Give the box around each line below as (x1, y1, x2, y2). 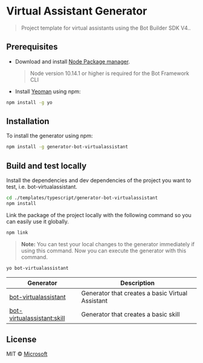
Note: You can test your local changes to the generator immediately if (21, 240, 195, 247)
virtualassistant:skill (9, 313, 65, 322)
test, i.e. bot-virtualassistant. (6, 183, 77, 191)
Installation (6, 116, 50, 126)
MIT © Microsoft (6, 350, 48, 358)
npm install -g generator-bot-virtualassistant (6, 144, 129, 150)
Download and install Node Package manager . (14, 57, 130, 65)
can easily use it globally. (6, 218, 69, 225)
